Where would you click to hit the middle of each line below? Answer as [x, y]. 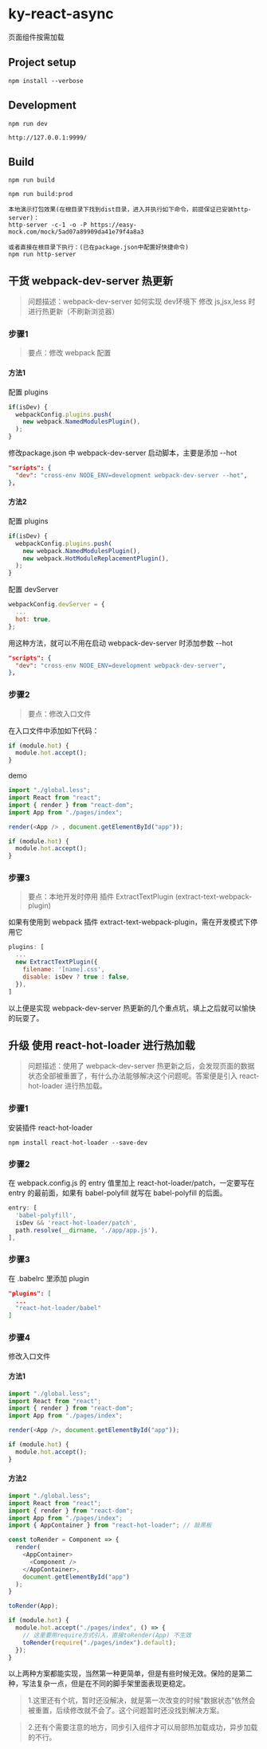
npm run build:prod [41, 194]
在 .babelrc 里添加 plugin [49, 1278]
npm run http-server [43, 255]
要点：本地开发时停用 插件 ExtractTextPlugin [100, 896]
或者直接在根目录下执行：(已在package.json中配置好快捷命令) [98, 248]
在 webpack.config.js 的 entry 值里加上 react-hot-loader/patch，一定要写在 [132, 1183]
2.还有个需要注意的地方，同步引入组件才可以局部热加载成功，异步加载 [143, 1727]
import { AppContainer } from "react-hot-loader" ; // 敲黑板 [110, 1525]
